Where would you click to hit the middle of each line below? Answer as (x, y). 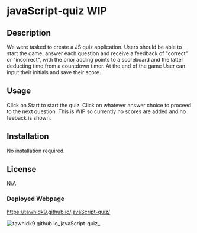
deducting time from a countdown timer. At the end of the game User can (96, 66)
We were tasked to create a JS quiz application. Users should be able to (94, 47)
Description (29, 33)
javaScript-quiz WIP (57, 11)
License (22, 169)
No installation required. (36, 151)
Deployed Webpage (35, 199)
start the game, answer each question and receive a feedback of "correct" (97, 53)
